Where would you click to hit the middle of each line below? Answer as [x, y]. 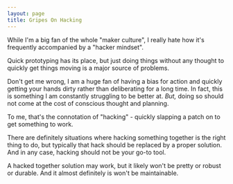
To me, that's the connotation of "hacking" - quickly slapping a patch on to [114, 117]
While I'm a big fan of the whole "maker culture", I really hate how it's [106, 39]
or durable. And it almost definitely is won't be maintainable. [93, 173]
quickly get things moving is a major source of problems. [88, 68]
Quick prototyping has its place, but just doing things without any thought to [115, 60]
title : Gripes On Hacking [44, 20]
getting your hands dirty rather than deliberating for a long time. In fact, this [115, 89]
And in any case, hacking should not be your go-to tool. [87, 152]
